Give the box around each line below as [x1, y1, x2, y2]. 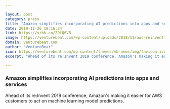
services [5, 81, 27, 88]
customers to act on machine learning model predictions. [5, 97, 124, 103]
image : [5, 35, 19, 40]
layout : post [5, 12, 33, 17]
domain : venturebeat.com [5, 40, 58, 45]
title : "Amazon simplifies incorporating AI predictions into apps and [5, 21, 159, 26]
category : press [5, 16, 39, 22]
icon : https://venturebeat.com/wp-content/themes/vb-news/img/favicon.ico [5, 49, 166, 54]
